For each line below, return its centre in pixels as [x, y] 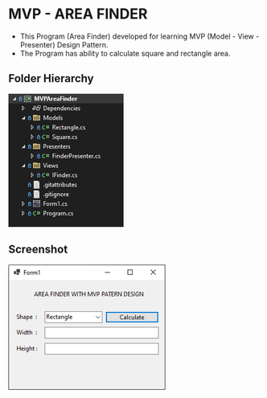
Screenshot [38, 250]
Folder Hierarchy [51, 78]
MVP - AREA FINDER [78, 14]
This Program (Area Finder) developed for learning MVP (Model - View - [140, 36]
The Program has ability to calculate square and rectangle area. [125, 53]
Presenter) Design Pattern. [64, 44]
